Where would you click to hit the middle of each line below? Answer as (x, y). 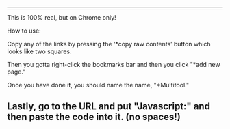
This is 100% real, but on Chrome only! (62, 17)
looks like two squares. (39, 51)
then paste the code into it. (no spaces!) (94, 117)
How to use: (24, 31)
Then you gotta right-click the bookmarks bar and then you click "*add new (114, 64)
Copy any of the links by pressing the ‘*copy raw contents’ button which (109, 44)
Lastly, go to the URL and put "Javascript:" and (109, 106)
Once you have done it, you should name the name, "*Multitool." (98, 85)
